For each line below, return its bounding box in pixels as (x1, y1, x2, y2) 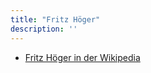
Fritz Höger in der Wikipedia (24, 51, 141, 63)
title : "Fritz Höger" (10, 14, 101, 25)
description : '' (10, 24, 78, 34)
